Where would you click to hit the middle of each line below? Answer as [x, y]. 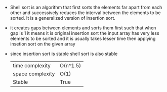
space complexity [34, 74]
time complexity [32, 65]
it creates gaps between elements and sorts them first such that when [83, 28]
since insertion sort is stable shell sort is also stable [64, 54]
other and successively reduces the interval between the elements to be [85, 13]
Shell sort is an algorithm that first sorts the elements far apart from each [86, 7]
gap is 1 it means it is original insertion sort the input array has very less [85, 33]
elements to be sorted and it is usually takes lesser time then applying [83, 38]
